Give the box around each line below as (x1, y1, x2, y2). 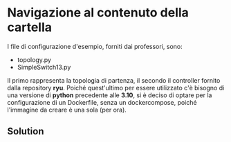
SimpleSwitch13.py (17, 63, 71, 71)
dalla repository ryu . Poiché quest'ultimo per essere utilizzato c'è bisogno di (7, 83, 225, 92)
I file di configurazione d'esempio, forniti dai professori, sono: (7, 42, 183, 50)
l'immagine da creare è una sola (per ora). (7, 105, 127, 114)
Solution (7, 125, 44, 137)
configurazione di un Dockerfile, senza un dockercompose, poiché (7, 98, 197, 106)
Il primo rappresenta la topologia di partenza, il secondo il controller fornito (7, 76, 221, 84)
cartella (7, 19, 53, 35)
